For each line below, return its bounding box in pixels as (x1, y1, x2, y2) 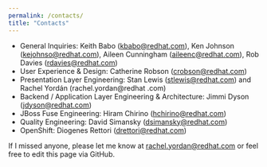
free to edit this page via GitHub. (8, 149, 116, 159)
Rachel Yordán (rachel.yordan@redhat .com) (19, 83, 167, 92)
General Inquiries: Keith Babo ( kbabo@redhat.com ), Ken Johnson (19, 41, 235, 50)
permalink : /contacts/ (8, 11, 84, 20)
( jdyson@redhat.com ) (19, 100, 92, 110)
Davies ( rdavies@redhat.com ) (19, 57, 118, 68)
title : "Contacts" (8, 19, 69, 27)
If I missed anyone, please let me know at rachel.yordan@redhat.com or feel (8, 141, 259, 150)
